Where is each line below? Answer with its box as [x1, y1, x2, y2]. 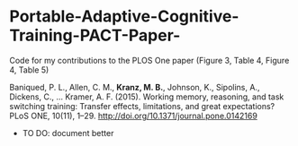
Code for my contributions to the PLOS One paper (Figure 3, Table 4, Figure [9, 55, 290, 65]
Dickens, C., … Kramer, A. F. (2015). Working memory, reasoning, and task [9, 91, 284, 102]
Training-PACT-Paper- [9, 25, 181, 46]
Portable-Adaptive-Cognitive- [9, 6, 239, 27]
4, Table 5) [9, 64, 50, 75]
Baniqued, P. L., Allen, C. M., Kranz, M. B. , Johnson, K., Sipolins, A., [9, 82, 260, 92]
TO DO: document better [22, 127, 114, 138]
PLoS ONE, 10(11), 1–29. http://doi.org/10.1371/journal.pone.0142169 [9, 110, 258, 121]
